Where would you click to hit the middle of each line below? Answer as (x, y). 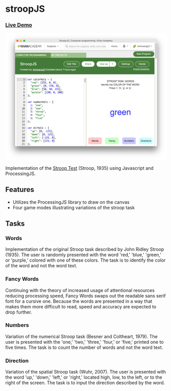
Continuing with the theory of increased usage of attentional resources (80, 290)
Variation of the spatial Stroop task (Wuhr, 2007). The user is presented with (86, 372)
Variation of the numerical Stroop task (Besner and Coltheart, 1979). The (81, 336)
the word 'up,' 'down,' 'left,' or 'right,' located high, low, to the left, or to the (84, 377)
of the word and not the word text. (41, 266)
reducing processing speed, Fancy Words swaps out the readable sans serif (86, 296)
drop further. (19, 312)
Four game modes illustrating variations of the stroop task (73, 207)
